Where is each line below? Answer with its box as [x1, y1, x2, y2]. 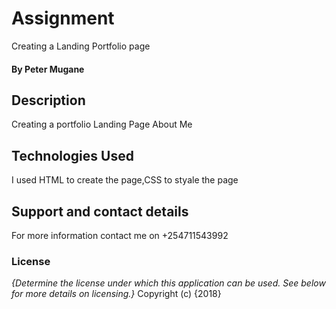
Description [11, 92, 86, 109]
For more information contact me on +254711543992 [11, 229, 229, 241]
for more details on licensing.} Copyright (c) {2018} [11, 288, 222, 300]
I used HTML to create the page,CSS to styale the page [11, 174, 239, 186]
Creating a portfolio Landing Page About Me [11, 118, 193, 131]
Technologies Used [11, 147, 134, 164]
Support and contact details [11, 203, 189, 220]
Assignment [11, 7, 115, 30]
